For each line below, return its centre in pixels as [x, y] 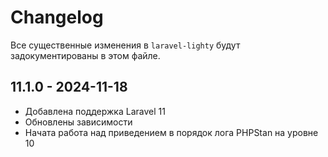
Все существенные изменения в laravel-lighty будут [125, 45]
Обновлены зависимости [78, 122]
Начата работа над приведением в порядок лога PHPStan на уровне [171, 132]
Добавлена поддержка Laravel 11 [95, 111]
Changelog [57, 17]
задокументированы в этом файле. [85, 55]
